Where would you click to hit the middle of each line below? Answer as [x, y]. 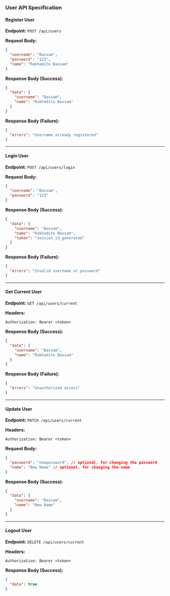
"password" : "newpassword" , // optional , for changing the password [83, 462]
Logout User [18, 531]
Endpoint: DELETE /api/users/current [45, 542]
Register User [20, 20]
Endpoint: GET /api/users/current [41, 303]
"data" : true [24, 584]
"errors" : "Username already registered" [54, 135]
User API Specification [34, 8]
